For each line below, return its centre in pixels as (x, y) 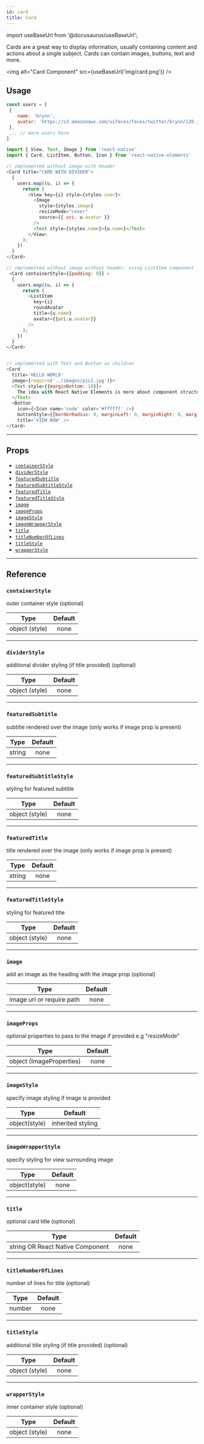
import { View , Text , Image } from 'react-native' (72, 150)
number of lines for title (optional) (48, 1283)
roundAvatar (48, 308)
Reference (26, 574)
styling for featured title (36, 912)
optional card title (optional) (41, 1222)
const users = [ (27, 105)
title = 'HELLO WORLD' (38, 375)
